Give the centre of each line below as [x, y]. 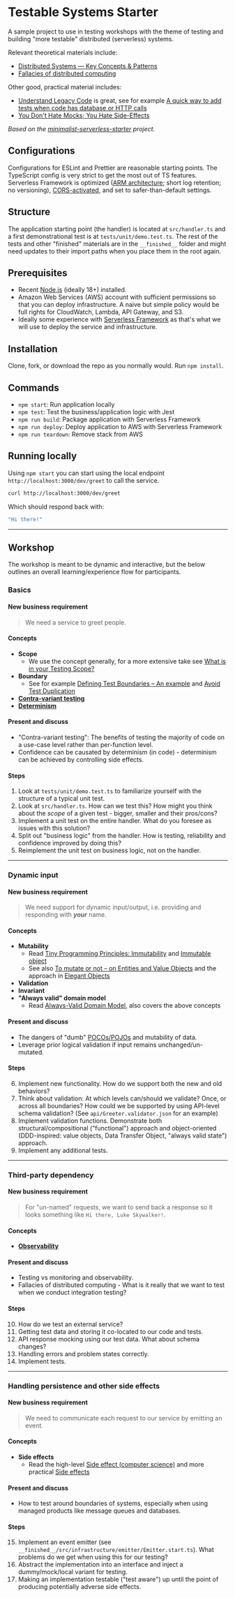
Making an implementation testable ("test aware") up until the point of [118, 1579]
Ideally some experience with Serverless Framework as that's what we [119, 319]
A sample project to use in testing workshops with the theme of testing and [116, 31]
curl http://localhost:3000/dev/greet [64, 493]
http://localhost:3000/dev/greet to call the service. [84, 480]
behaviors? [34, 1091]
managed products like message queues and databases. [99, 1511]
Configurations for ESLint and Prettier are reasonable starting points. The [113, 168]
